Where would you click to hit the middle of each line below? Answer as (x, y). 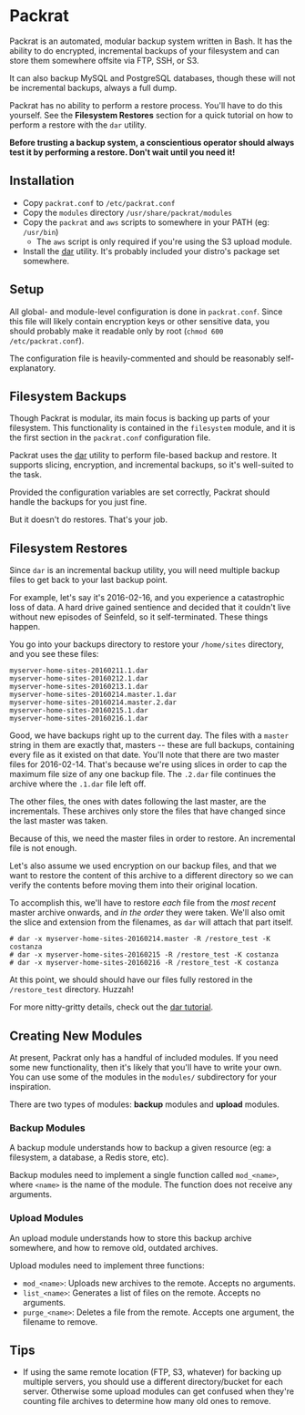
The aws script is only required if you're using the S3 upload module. (164, 241)
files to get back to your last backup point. (89, 580)
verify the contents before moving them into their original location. (133, 886)
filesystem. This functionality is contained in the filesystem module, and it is (152, 428)
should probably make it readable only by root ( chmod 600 (117, 331)
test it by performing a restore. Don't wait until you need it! (122, 152)
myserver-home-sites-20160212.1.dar (79, 679)
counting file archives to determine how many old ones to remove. (147, 1401)
